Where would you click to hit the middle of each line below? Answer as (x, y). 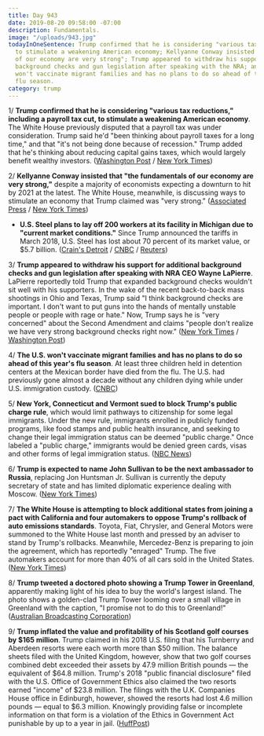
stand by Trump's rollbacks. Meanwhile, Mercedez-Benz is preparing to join (131, 543)
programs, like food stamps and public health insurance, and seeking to (124, 429)
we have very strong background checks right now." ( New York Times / (124, 331)
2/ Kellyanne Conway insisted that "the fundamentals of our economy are (131, 176)
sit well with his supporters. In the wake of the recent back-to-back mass (126, 290)
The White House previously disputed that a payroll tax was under (115, 127)
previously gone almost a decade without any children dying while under (126, 380)
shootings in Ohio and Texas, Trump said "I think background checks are (126, 298)
